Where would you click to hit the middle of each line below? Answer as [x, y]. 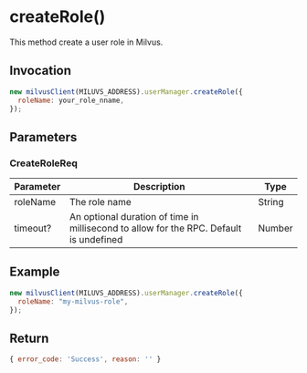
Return [29, 338]
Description [159, 187]
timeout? [33, 228]
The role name [100, 202]
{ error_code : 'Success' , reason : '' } [85, 359]
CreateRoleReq [43, 163]
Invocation [40, 71]
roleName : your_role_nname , [71, 100]
